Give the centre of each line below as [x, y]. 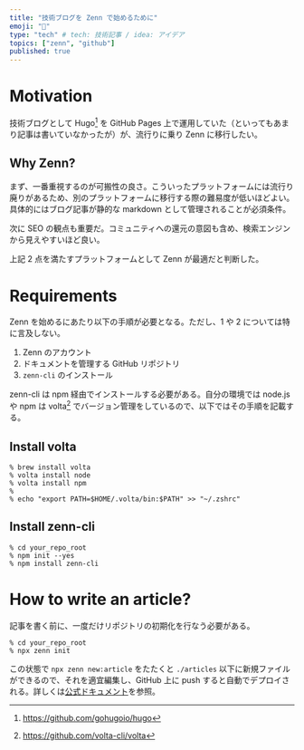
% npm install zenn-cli [54, 563]
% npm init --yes [42, 555]
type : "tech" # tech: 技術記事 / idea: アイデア [97, 34]
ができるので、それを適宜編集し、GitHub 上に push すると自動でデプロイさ [150, 679]
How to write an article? [100, 599]
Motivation [51, 96]
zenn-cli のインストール [67, 375]
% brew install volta [50, 467]
